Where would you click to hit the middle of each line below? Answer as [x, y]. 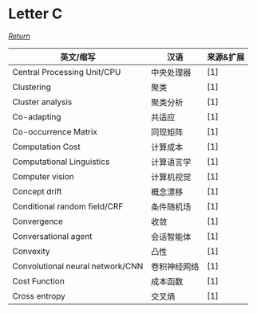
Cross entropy [39, 295]
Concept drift [37, 191]
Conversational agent [53, 236]
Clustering [32, 87]
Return [19, 36]
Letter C [35, 14]
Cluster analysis [42, 102]
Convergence [38, 221]
